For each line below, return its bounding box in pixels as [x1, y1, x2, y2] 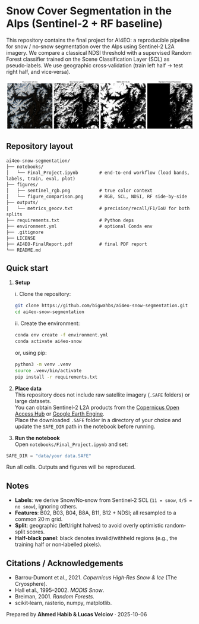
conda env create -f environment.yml [14, 332, 109, 338]
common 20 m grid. [14, 516, 63, 523]
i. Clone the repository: [14, 291, 71, 298]
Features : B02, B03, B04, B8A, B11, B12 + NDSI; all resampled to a [14, 509, 176, 516]
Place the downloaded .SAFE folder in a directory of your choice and [14, 416, 182, 423]
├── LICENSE [6, 235, 36, 241]
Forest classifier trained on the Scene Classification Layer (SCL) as [6, 55, 170, 63]
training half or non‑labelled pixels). [14, 541, 102, 548]
